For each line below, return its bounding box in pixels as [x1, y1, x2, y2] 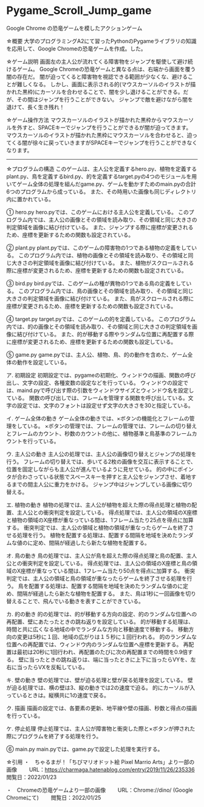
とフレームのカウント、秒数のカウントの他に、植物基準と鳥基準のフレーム [6, 430, 192, 437]
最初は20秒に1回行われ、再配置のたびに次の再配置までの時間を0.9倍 [16, 648, 188, 655]
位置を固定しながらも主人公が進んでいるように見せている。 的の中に [6, 465, 178, 473]
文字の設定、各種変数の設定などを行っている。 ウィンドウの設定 [22, 379, 183, 386]
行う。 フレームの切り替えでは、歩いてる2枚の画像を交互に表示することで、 [6, 458, 196, 465]
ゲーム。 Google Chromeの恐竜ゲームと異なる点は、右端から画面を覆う [16, 65, 196, 73]
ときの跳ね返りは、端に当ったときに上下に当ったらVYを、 [44, 656, 191, 663]
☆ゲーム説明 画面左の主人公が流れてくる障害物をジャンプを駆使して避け [6, 58, 188, 65]
